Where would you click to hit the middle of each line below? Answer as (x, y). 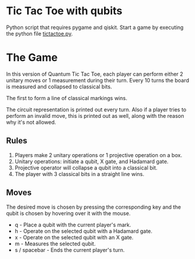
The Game (32, 58)
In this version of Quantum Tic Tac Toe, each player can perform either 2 (95, 74)
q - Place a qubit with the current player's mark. (73, 225)
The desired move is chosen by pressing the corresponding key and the (94, 207)
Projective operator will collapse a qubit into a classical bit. (86, 168)
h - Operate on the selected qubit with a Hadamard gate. (83, 231)
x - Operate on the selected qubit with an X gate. (74, 237)
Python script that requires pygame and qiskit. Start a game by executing (95, 27)
